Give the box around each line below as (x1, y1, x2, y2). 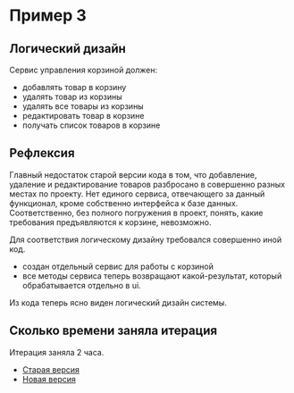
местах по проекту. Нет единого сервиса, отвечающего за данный (9, 188, 265, 199)
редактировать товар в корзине (21, 111, 145, 121)
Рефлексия (9, 146, 75, 161)
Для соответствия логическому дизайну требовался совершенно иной (9, 234, 282, 245)
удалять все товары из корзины (21, 101, 145, 112)
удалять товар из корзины (21, 91, 122, 102)
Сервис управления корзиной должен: (9, 64, 158, 75)
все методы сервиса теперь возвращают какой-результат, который (21, 270, 282, 281)
